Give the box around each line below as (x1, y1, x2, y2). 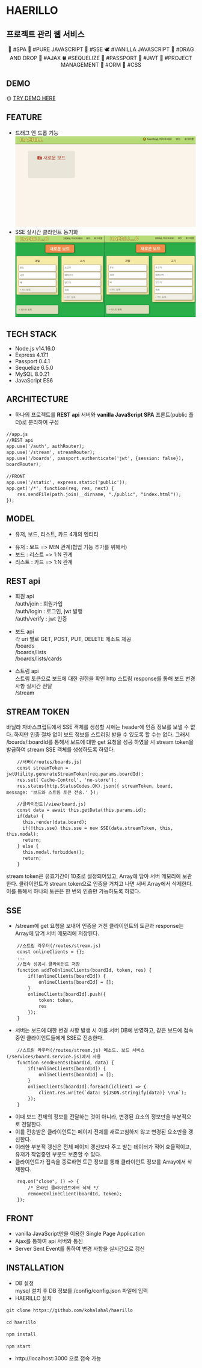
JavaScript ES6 (14, 377, 54, 384)
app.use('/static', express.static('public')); (6, 479, 128, 485)
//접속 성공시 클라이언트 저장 (17, 962, 80, 968)
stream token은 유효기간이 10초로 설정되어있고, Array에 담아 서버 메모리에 (6, 873, 182, 880)
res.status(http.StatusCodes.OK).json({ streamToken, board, (17, 783, 173, 790)
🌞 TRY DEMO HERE (6, 94, 56, 102)
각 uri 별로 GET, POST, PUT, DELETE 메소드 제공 (14, 636, 132, 643)
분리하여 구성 (28, 419, 59, 426)
